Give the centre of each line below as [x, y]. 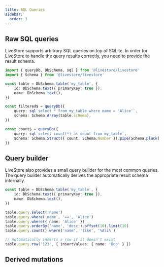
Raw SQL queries [32, 39]
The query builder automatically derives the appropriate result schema [77, 175]
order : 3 [18, 19]
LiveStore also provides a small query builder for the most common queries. [82, 170]
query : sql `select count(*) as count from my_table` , [70, 134]
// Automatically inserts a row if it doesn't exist [60, 240]
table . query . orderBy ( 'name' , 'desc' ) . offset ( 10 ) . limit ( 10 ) [67, 226]
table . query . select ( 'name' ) [34, 212]
